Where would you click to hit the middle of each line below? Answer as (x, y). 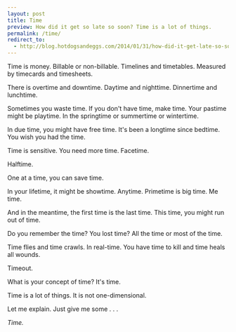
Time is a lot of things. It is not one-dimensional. (77, 295)
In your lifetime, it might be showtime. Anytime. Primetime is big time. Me (113, 191)
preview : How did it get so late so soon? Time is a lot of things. (110, 27)
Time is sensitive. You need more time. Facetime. (78, 151)
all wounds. (24, 254)
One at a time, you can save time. (55, 178)
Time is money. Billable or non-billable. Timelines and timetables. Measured (117, 66)
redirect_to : (26, 40)
